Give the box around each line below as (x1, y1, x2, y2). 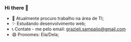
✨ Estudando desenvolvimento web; (11, 21, 86, 26)
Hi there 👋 (4, 4, 29, 11)
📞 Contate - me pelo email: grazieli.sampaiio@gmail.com (11, 26, 126, 32)
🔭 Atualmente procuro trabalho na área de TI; (11, 16, 104, 21)
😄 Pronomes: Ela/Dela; (11, 32, 59, 38)
